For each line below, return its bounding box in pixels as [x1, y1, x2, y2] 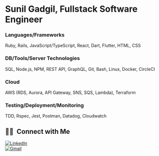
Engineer [5, 14, 43, 25]
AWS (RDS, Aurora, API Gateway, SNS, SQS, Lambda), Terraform [5, 90, 136, 95]
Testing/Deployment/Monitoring [5, 102, 84, 109]
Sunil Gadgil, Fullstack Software [5, 3, 138, 15]
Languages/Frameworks [5, 31, 65, 38]
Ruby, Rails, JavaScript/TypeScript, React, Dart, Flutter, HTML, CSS [5, 43, 141, 49]
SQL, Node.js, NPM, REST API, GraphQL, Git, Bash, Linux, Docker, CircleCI [5, 66, 155, 72]
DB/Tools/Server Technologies [5, 55, 80, 62]
